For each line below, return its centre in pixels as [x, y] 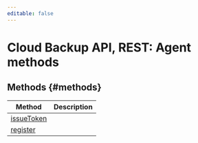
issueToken [29, 118]
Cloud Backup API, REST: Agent [99, 47]
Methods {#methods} [54, 88]
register [23, 129]
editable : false [30, 13]
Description [73, 107]
